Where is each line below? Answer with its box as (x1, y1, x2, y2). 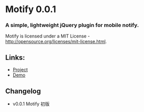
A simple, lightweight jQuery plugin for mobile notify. (5, 22, 139, 29)
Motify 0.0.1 (5, 4, 56, 15)
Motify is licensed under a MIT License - (5, 33, 90, 39)
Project (12, 67, 28, 73)
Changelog (5, 87, 41, 95)
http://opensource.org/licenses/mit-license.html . (5, 39, 107, 45)
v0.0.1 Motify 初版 (12, 101, 50, 107)
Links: (5, 53, 25, 62)
